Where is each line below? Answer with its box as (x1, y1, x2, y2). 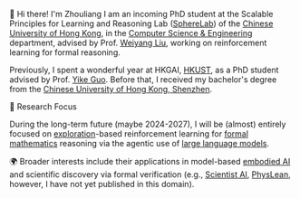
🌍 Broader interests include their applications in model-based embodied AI (9, 156, 291, 166)
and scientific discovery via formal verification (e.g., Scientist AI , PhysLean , (9, 169, 292, 180)
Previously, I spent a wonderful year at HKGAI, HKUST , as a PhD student (9, 64, 279, 75)
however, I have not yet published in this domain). (9, 179, 195, 189)
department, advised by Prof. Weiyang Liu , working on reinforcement (9, 37, 267, 48)
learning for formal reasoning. (9, 47, 121, 58)
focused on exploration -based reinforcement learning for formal (9, 128, 249, 139)
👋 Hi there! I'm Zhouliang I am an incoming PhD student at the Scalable (9, 9, 274, 19)
